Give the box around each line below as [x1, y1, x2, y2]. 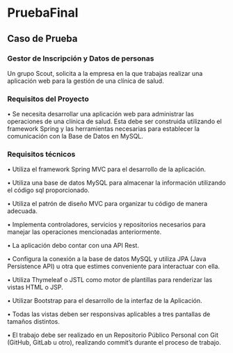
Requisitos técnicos [7, 150, 76, 159]
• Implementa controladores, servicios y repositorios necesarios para [7, 221, 207, 229]
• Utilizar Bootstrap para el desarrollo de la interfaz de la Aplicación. [7, 297, 203, 305]
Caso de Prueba [7, 33, 78, 45]
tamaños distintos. [7, 317, 61, 326]
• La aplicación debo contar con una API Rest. [7, 242, 139, 250]
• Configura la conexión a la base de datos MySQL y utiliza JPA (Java [7, 255, 207, 263]
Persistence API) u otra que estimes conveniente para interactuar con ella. [7, 262, 220, 271]
